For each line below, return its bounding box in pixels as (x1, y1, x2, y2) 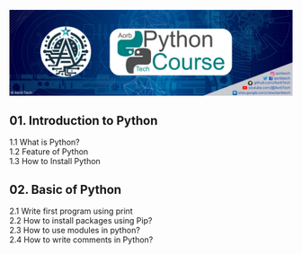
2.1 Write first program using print (9, 206, 133, 216)
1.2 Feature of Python (9, 146, 89, 157)
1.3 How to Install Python (9, 156, 101, 167)
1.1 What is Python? (9, 136, 81, 148)
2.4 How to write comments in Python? (9, 234, 154, 245)
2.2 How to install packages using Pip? (9, 215, 153, 226)
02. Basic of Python (9, 181, 122, 197)
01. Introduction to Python (9, 113, 158, 128)
